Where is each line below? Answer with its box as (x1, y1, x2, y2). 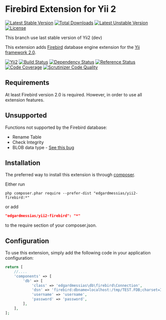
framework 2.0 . (5, 49, 36, 55)
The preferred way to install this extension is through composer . (5, 172, 135, 178)
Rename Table (12, 134, 42, 140)
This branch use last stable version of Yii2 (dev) (5, 35, 102, 40)
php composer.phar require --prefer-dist (5, 191, 92, 196)
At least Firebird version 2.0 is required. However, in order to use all (5, 91, 142, 97)
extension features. (5, 97, 44, 103)
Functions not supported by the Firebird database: (5, 124, 107, 130)
